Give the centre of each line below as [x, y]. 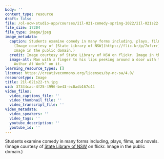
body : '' [14, 10]
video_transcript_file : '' [37, 105]
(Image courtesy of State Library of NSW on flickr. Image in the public [75, 146]
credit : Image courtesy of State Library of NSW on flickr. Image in [82, 55]
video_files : [18, 91]
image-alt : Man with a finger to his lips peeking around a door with [83, 60]
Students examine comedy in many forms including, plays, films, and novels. [82, 141]
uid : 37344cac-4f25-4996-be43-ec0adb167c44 [50, 87]
